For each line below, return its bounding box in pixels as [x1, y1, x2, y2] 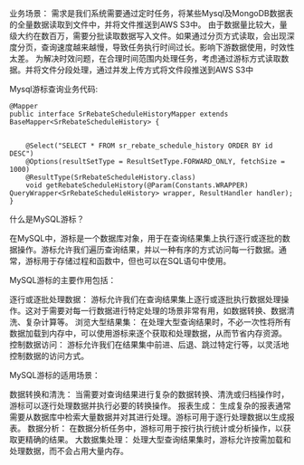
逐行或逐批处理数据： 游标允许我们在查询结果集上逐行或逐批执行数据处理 [9, 294, 281, 305]
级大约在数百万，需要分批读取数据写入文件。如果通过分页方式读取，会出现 [9, 31, 287, 41]
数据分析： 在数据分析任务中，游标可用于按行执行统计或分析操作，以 [26, 423, 283, 433]
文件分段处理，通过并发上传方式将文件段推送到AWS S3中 [40, 64, 254, 75]
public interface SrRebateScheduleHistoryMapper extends [9, 109, 229, 119]
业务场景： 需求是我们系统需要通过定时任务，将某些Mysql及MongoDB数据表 [9, 8, 294, 18]
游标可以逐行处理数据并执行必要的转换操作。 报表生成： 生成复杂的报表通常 [9, 401, 291, 411]
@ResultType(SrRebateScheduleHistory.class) [25, 173, 196, 182]
